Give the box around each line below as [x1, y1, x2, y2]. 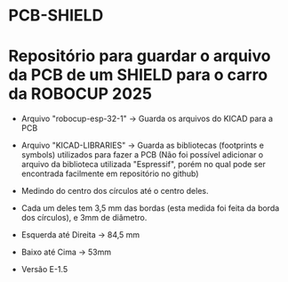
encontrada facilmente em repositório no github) [20, 168, 199, 179]
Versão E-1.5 [20, 264, 68, 275]
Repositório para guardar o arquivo [8, 46, 271, 67]
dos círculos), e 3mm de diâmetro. [20, 213, 148, 223]
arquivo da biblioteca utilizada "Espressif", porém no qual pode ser [20, 159, 266, 170]
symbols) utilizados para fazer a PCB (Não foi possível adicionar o [20, 149, 264, 160]
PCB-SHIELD [8, 5, 104, 26]
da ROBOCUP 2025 [8, 84, 153, 104]
